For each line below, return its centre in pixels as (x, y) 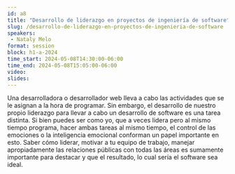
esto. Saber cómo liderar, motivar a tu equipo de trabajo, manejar (101, 143)
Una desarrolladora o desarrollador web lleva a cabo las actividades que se (116, 98)
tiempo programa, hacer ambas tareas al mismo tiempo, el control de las (112, 128)
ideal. (15, 165)
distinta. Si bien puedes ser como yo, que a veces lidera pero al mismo (109, 120)
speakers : (22, 33)
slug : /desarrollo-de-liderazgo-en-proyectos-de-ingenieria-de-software (115, 26)
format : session (31, 46)
